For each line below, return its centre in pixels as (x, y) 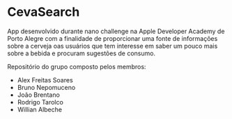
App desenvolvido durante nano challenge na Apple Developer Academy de (116, 31)
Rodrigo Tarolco (40, 102)
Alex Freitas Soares (45, 80)
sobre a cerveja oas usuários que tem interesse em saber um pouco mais (113, 46)
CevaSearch (44, 12)
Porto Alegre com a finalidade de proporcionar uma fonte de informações (113, 38)
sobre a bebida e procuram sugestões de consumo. (81, 53)
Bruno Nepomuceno (46, 87)
